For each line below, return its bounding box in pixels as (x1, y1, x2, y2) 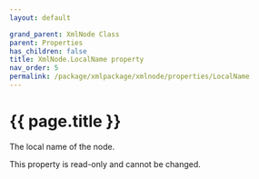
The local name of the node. (9, 141, 115, 152)
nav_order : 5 (9, 64, 59, 73)
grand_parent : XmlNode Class (9, 29, 120, 39)
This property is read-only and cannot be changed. (9, 158, 202, 169)
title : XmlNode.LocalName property (9, 55, 144, 65)
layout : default (9, 13, 71, 23)
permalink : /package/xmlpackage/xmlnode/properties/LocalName (9, 72, 250, 82)
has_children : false (9, 46, 88, 55)
